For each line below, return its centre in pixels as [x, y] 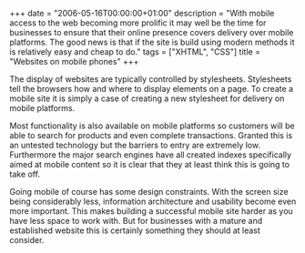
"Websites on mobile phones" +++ [74, 61]
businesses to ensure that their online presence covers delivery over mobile [152, 32]
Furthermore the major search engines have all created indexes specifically [151, 155]
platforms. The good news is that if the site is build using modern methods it [152, 42]
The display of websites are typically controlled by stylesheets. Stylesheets [151, 79]
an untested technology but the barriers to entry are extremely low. [135, 145]
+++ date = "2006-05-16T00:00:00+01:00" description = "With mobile [142, 13]
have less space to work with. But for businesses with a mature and [136, 221]
